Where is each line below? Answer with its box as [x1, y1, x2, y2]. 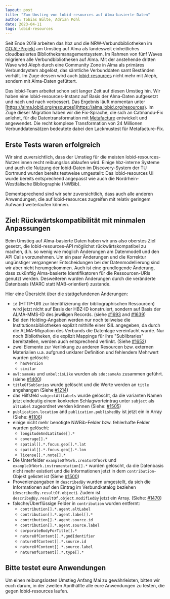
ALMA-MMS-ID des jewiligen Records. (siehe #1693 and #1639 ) [12, 311, 146, 318]
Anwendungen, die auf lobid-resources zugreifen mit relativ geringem [5, 196, 151, 202]
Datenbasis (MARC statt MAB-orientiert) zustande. [5, 280, 111, 287]
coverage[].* [20, 436, 48, 442]
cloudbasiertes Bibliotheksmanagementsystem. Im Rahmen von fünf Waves [5, 51, 163, 57]
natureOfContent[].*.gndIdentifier [20, 533, 95, 539]
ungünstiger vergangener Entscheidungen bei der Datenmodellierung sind [5, 259, 160, 265]
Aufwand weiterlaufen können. [5, 201, 69, 207]
